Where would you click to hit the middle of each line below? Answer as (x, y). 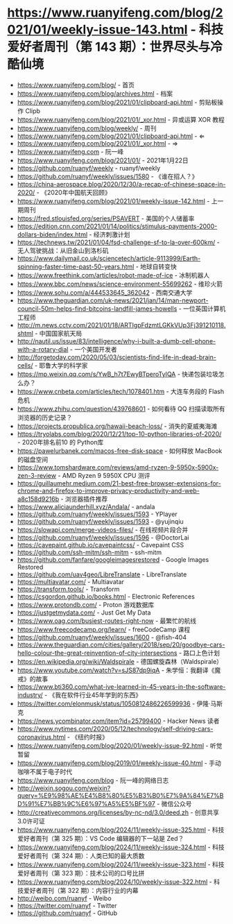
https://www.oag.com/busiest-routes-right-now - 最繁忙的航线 (107, 621)
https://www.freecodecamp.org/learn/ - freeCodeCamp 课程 (104, 629)
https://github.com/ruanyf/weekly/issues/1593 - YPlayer (97, 514)
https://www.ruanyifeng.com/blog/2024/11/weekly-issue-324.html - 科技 (121, 847)
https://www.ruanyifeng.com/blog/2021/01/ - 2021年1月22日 (103, 160)
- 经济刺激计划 (110, 234)
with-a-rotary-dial (43, 349)
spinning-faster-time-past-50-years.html (76, 266)
